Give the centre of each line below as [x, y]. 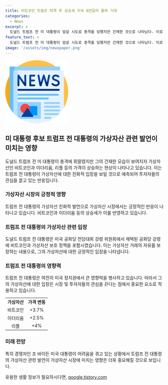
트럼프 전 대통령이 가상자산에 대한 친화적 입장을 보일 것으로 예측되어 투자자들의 [82, 174]
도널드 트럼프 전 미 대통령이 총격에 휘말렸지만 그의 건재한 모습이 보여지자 [76, 161]
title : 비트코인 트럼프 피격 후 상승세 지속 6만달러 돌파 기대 [61, 11]
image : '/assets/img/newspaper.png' [44, 48]
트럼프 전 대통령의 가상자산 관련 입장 [46, 227]
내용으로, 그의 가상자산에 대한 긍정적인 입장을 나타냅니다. [74, 252]
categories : [18, 16]
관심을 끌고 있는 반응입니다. [32, 180]
